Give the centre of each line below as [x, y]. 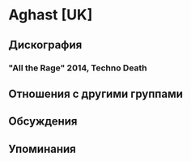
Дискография [45, 45]
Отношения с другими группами [96, 93]
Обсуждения [43, 122]
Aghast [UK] [51, 15]
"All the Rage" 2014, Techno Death [78, 68]
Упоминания [42, 148]
